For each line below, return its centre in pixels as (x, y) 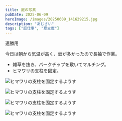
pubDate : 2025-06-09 (27, 14)
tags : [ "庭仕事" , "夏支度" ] (32, 28)
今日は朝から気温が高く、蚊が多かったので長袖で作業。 (62, 54)
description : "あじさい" (30, 24)
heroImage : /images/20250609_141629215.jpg (51, 19)
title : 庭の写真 (21, 10)
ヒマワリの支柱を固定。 (37, 71)
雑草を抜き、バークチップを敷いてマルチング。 (60, 64)
